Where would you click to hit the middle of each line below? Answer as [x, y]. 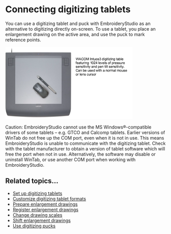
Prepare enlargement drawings [45, 204]
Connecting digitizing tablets [68, 9]
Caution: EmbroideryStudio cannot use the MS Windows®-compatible [78, 127]
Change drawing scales [37, 215]
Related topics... [32, 181]
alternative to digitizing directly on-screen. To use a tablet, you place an [81, 29]
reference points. [23, 40]
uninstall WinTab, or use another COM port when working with [70, 160]
